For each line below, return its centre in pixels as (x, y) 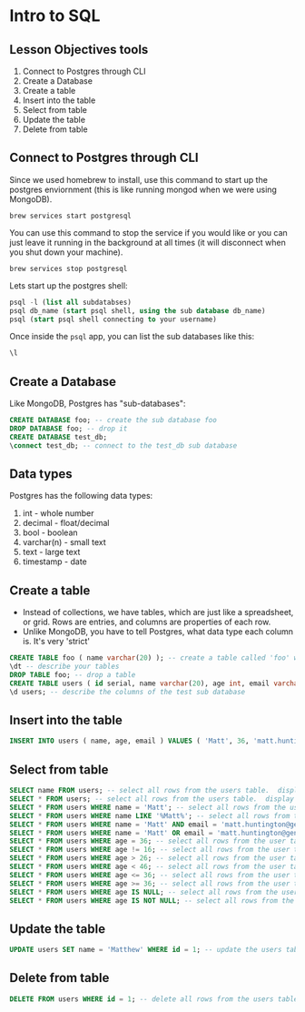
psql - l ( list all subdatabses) (70, 302)
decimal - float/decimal (66, 523)
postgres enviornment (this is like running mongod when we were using (143, 189)
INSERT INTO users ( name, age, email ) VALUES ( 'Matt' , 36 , (129, 741)
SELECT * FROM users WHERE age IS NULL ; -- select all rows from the (144, 892)
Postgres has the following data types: (81, 496)
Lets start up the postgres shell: (69, 285)
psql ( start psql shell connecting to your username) (113, 319)
